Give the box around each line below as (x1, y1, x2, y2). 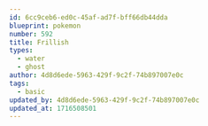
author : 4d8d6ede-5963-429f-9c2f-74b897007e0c (9, 71, 184, 80)
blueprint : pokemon (9, 21, 81, 30)
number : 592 (9, 29, 53, 38)
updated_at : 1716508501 (9, 104, 97, 113)
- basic (17, 87, 46, 96)
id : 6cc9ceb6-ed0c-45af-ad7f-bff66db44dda (9, 12, 168, 22)
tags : (9, 79, 29, 88)
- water (17, 54, 46, 63)
